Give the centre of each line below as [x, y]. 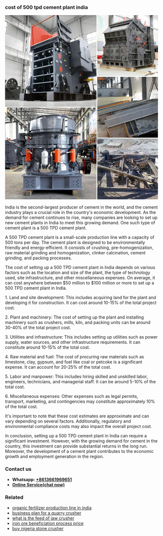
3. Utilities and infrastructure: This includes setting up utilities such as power [81, 337]
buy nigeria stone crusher [38, 529]
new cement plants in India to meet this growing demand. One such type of [80, 222]
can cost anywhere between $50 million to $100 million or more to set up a [80, 283]
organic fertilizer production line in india [52, 508]
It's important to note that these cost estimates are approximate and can [77, 416]
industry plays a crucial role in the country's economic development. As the [81, 212]
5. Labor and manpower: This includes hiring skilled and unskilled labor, [76, 376]
